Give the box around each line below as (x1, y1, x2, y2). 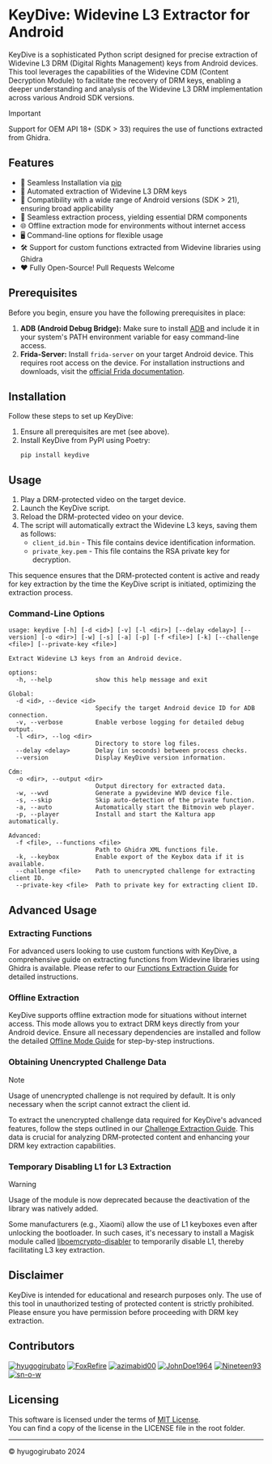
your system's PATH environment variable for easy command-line (19, 332, 240, 342)
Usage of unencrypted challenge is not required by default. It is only (8, 1091, 236, 1100)
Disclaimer (8, 1269, 64, 1283)
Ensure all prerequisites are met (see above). (19, 427, 170, 436)
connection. (8, 711, 49, 720)
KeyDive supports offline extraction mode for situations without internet (8, 1011, 247, 1020)
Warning (8, 1180, 36, 1189)
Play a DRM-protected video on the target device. (19, 495, 186, 504)
